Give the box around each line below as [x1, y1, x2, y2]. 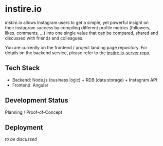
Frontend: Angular [12, 82, 49, 88]
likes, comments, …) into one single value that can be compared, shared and [5, 30, 158, 36]
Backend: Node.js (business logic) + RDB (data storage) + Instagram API [12, 77, 157, 83]
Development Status [5, 96, 69, 104]
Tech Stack [5, 64, 40, 72]
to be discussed [5, 136, 37, 142]
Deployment [5, 123, 43, 131]
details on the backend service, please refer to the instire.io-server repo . [5, 50, 151, 56]
